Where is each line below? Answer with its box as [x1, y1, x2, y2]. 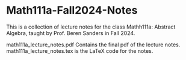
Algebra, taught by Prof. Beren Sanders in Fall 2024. [6, 29, 135, 36]
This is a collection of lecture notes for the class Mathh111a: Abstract [6, 23, 176, 30]
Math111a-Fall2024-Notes [6, 4, 138, 17]
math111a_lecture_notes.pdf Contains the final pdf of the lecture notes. [6, 41, 181, 48]
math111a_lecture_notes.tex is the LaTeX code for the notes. [6, 47, 153, 54]
